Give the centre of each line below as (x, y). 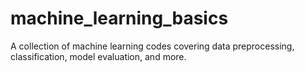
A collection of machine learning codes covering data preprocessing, (152, 46)
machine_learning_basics (119, 18)
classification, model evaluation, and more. (98, 56)
